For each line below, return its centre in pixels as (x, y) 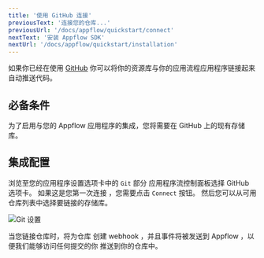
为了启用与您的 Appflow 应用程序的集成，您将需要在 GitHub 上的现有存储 (127, 125)
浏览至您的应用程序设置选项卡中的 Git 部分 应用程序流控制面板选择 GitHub (129, 182)
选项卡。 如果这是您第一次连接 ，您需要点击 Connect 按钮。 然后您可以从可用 (132, 193)
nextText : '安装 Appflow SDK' (56, 37)
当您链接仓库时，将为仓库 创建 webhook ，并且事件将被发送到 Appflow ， (128, 236)
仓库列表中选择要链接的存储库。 (60, 202)
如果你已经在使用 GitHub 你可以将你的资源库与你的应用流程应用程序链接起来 (132, 68)
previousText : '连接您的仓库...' (59, 23)
